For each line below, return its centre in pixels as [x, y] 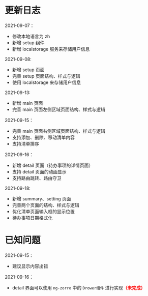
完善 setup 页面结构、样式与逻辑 [46, 76]
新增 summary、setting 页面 [42, 198]
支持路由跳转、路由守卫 [37, 178]
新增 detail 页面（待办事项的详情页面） [53, 165]
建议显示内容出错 [30, 266]
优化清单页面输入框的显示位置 [43, 211]
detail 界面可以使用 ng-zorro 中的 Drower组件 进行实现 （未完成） [79, 287]
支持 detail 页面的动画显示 [39, 171]
